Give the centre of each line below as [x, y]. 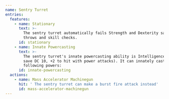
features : [20, 19]
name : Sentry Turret [27, 10]
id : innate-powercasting [45, 70]
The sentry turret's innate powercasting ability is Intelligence [94, 56]
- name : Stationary [35, 24]
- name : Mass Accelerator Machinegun [54, 79]
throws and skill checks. [51, 38]
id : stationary [34, 42]
